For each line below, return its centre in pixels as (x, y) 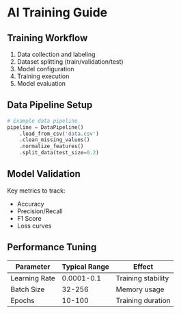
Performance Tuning (52, 247)
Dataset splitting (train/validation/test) (70, 62)
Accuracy (30, 204)
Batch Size (28, 289)
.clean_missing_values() (55, 140)
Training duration (143, 300)
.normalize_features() (52, 146)
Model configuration (45, 69)
